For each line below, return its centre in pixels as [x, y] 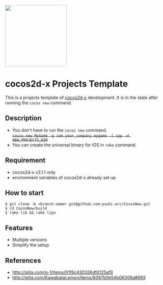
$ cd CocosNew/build [26, 209]
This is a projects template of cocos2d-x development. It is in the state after [82, 97]
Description [23, 118]
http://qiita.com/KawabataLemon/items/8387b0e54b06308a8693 [79, 277]
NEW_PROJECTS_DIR [30, 140]
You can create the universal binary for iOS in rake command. [74, 145]
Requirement [25, 160]
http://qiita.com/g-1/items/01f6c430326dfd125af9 [62, 272]
